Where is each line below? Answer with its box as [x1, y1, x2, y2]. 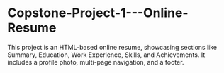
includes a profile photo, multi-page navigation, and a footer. [7, 58, 184, 66]
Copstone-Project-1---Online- [7, 5, 189, 21]
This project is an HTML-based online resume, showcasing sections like [7, 43, 218, 51]
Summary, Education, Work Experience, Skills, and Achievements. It [7, 51, 206, 59]
